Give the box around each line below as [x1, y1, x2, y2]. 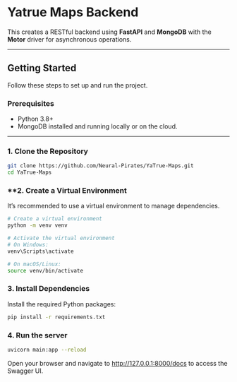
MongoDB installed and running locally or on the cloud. [17, 122, 178, 131]
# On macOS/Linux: [7, 261, 61, 268]
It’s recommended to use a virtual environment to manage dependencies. [7, 202, 220, 210]
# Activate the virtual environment [7, 234, 115, 242]
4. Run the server [7, 330, 68, 340]
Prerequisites [7, 98, 54, 108]
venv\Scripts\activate [7, 248, 74, 255]
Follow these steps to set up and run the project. [7, 80, 148, 89]
